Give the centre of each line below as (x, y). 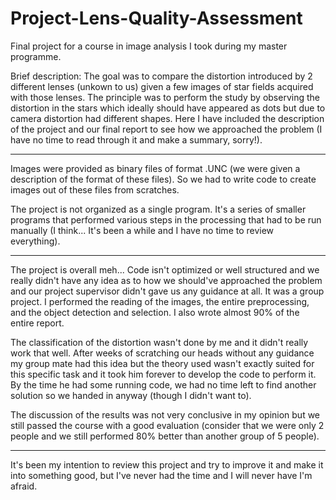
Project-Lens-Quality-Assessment (156, 18)
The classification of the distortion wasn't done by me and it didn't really (159, 342)
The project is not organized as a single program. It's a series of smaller (158, 209)
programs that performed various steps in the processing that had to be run (166, 219)
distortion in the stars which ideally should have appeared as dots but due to (168, 108)
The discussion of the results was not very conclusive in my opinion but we (165, 414)
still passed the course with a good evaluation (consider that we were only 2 (167, 425)
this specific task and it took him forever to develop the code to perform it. (163, 374)
